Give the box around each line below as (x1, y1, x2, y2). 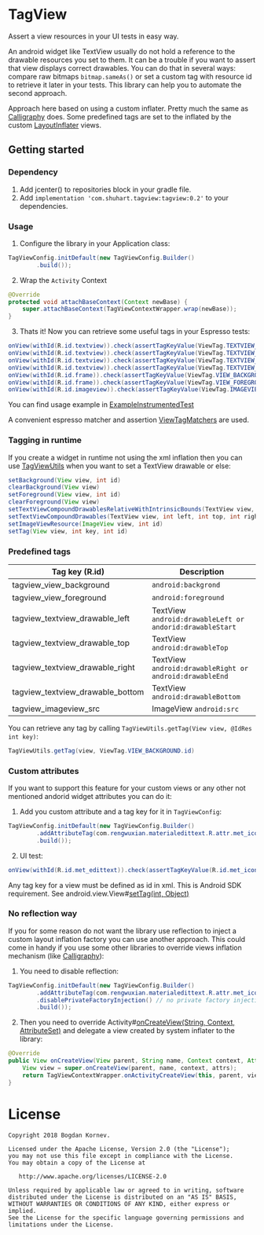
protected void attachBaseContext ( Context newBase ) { (8, 298, 189, 306)
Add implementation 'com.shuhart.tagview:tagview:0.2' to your (19, 192, 229, 202)
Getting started (8, 143, 85, 156)
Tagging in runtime (8, 434, 82, 445)
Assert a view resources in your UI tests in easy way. (8, 31, 179, 41)
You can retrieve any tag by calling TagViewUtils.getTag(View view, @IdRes (8, 723, 253, 732)
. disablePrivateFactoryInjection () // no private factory (36, 996, 230, 1004)
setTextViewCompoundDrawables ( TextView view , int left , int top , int (8, 512, 241, 520)
